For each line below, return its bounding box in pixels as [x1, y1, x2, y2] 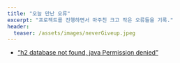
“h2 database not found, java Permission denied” [17, 48, 159, 57]
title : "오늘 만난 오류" [7, 10, 71, 17]
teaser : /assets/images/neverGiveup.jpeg [13, 29, 136, 37]
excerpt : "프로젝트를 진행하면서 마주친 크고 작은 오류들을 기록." [7, 17, 174, 24]
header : [7, 23, 30, 30]
